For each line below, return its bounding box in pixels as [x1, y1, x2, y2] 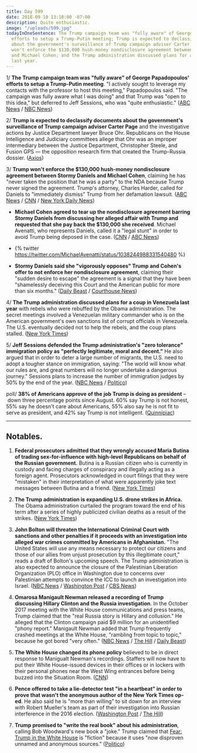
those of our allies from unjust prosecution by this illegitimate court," [14, 551, 180, 558]
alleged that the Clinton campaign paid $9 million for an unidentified [14, 619, 179, 626]
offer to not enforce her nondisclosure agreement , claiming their [14, 268, 174, 275]
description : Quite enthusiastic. [6, 19, 91, 25]
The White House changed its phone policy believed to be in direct [14, 649, 179, 656]
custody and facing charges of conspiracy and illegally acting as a [14, 466, 175, 473]
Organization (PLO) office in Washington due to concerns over [14, 570, 165, 577]
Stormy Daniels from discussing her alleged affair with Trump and [14, 214, 179, 221]
